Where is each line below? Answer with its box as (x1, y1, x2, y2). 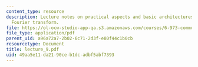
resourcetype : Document (6, 41, 65, 47)
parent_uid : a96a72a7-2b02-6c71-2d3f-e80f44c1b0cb (6, 36, 133, 41)
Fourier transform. (11, 19, 60, 25)
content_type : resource (6, 8, 65, 15)
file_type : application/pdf (6, 30, 75, 36)
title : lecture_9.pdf (6, 47, 60, 52)
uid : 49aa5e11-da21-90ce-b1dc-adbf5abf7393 (6, 52, 115, 58)
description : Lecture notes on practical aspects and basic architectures (6, 14, 194, 20)
